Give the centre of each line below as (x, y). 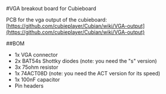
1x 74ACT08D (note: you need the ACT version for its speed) (87, 73)
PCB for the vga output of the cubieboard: (56, 20)
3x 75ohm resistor (36, 67)
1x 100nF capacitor (37, 79)
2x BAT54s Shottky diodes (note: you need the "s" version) (86, 61)
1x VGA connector (36, 55)
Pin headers (29, 86)
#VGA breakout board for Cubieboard (51, 8)
